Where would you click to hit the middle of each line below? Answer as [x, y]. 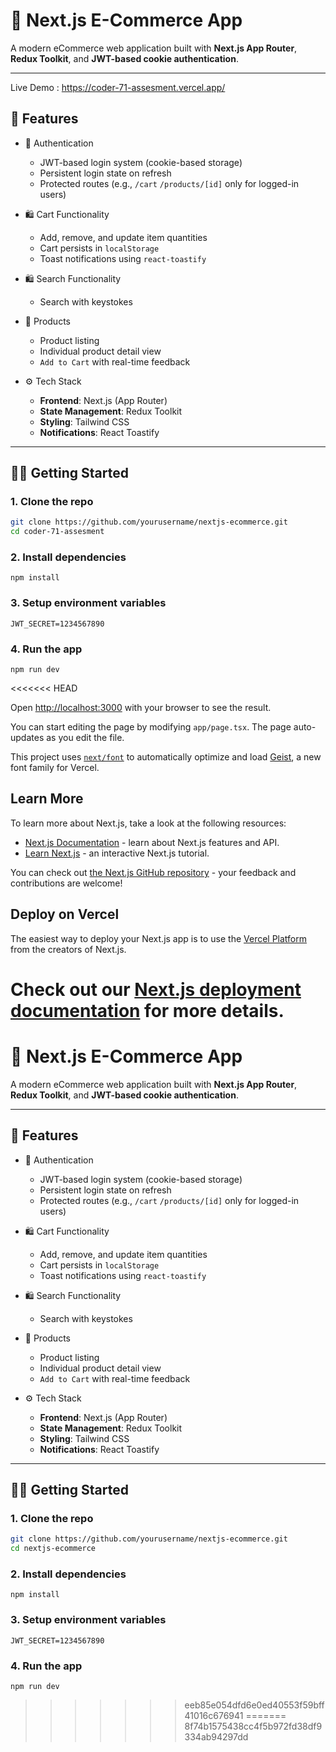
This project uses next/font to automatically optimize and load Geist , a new [166, 757]
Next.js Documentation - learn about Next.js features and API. [152, 842]
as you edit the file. [85, 738]
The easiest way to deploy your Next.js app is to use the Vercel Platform [159, 938]
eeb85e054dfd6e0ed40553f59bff [254, 1705]
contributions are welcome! [66, 883]
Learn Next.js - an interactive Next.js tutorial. [117, 853]
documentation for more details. [147, 1010]
